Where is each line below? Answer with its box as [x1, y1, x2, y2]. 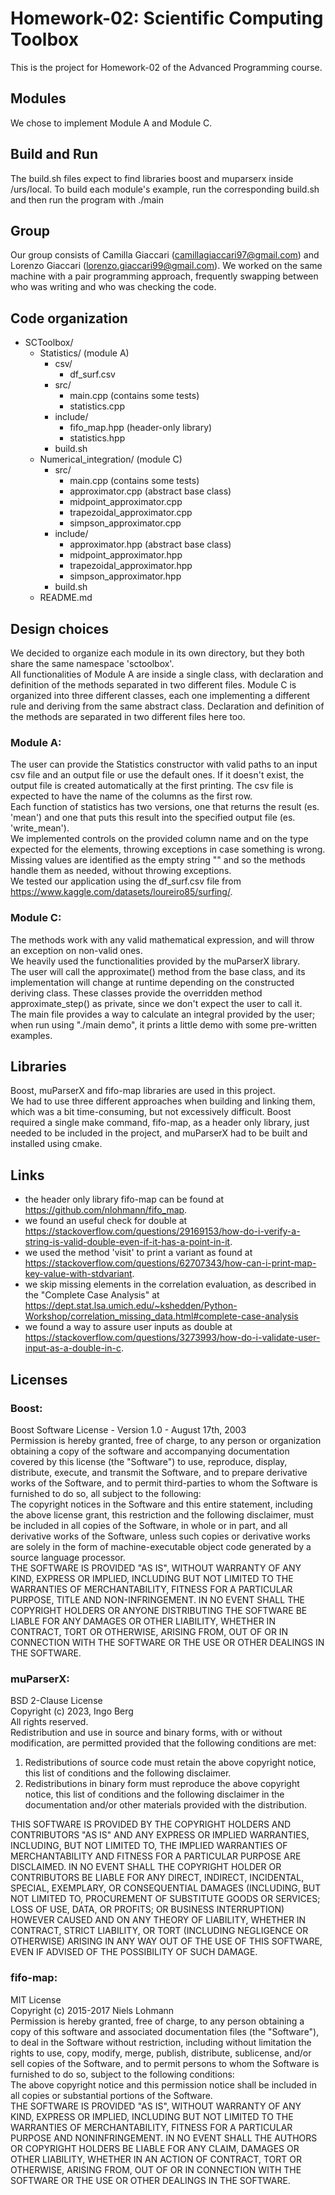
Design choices [10, 620, 110, 637]
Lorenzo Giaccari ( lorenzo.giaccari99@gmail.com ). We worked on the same [10, 260, 323, 272]
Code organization [10, 310, 128, 327]
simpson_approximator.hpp [69, 570, 182, 582]
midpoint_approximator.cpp [69, 496, 183, 508]
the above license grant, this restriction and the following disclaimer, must [10, 1508, 315, 1521]
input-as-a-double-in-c [24, 1342, 122, 1354]
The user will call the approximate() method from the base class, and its [10, 965, 306, 977]
